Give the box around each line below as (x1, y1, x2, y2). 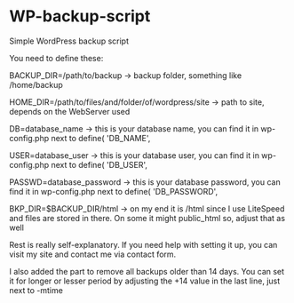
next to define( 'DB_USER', (51, 159, 148, 170)
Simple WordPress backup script (9, 36, 130, 46)
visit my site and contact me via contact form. (9, 249, 177, 259)
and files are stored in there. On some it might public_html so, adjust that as (9, 212, 286, 223)
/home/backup (9, 79, 64, 90)
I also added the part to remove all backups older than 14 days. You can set (9, 266, 285, 276)
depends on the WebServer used (9, 106, 131, 116)
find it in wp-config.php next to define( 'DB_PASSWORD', (9, 186, 219, 196)
